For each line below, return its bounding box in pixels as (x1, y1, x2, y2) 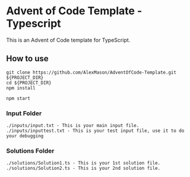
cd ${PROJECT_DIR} (6, 80, 52, 86)
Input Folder (6, 109, 42, 117)
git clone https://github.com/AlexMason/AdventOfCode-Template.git (6, 69, 177, 75)
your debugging (6, 133, 44, 139)
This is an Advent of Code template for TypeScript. (6, 36, 131, 43)
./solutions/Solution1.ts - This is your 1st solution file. (6, 160, 161, 166)
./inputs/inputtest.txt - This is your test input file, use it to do (6, 128, 185, 134)
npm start (6, 95, 31, 102)
